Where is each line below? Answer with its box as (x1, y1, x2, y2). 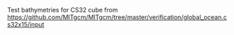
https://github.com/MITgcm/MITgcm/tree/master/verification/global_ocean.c (7, 13, 227, 21)
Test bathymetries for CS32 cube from (7, 6, 118, 14)
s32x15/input (7, 21, 45, 28)
